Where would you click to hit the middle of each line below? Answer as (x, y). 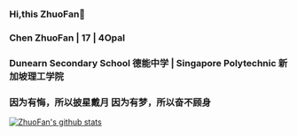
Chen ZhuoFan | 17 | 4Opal (67, 37)
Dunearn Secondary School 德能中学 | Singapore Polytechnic (143, 63)
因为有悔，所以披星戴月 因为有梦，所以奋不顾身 (110, 102)
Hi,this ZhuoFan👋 (47, 14)
